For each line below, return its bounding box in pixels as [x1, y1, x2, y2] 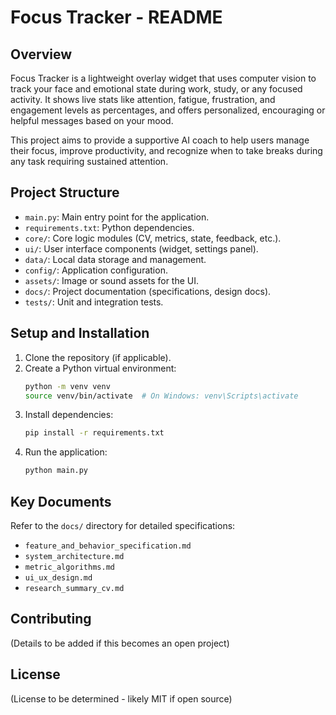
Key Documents [10, 493, 112, 510]
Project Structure [10, 184, 120, 201]
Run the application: [24, 446, 108, 458]
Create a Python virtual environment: [24, 362, 177, 374]
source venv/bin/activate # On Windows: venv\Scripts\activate [24, 391, 299, 401]
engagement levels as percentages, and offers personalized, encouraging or [10, 104, 326, 116]
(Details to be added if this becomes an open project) [10, 637, 230, 649]
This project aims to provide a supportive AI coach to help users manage [10, 134, 310, 146]
